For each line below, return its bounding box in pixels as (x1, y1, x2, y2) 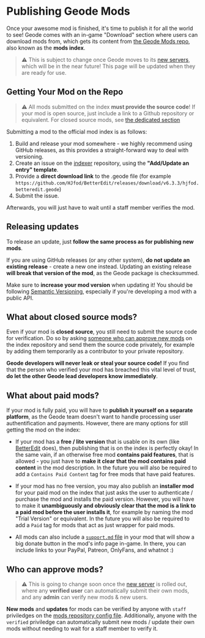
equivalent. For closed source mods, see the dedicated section (21, 116, 181, 123)
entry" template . (15, 165, 59, 173)
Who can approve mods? (6, 564, 104, 574)
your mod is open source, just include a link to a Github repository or (21, 109, 195, 117)
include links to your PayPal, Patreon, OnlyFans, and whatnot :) (15, 547, 174, 554)
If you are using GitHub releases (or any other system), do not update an (6, 256, 190, 264)
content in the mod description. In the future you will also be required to (15, 464, 198, 471)
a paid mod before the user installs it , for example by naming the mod (15, 509, 193, 516)
